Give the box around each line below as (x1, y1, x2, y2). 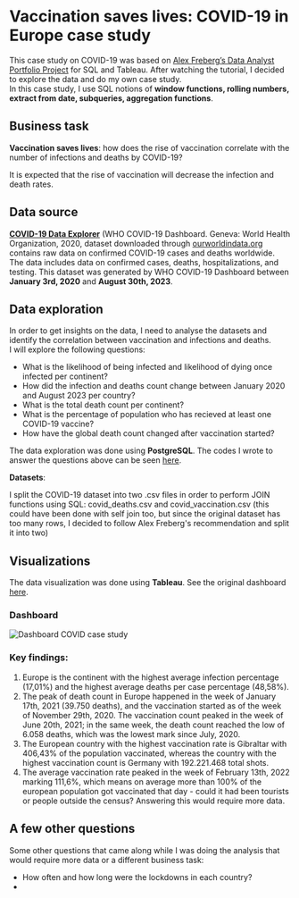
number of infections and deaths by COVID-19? (9, 152, 183, 163)
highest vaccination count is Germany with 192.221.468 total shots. (21, 757, 270, 768)
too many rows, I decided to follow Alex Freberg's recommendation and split (9, 518, 290, 529)
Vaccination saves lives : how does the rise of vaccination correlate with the (9, 142, 290, 153)
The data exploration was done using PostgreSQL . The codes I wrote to (9, 445, 274, 457)
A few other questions (9, 821, 136, 836)
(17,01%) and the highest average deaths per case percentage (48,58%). (21, 681, 290, 692)
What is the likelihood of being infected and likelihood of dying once (21, 362, 273, 373)
